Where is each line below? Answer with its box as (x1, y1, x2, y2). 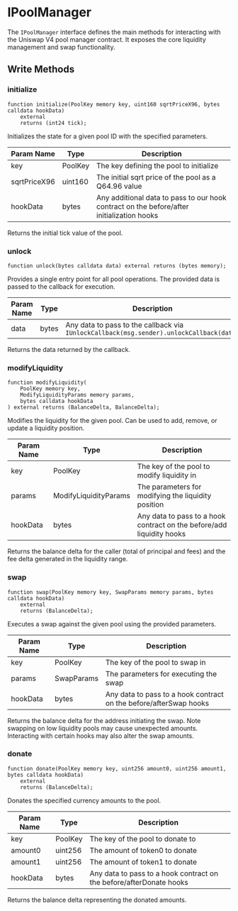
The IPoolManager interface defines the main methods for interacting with (7, 28, 221, 36)
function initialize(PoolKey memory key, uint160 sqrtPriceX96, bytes (7, 101, 220, 108)
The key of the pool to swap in (105, 657, 206, 667)
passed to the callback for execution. (7, 282, 115, 291)
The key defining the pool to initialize (96, 160, 219, 170)
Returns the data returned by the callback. (7, 345, 131, 353)
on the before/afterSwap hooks (105, 698, 210, 708)
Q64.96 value (96, 181, 142, 191)
